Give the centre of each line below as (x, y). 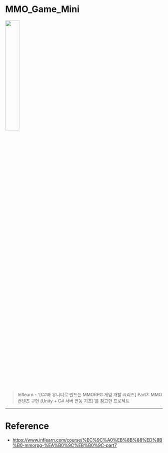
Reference (27, 426)
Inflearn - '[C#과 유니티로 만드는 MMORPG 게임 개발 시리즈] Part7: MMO (90, 394)
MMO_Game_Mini (42, 9)
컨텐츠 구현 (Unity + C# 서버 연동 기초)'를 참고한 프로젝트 (73, 401)
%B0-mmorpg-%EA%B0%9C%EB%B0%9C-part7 (64, 445)
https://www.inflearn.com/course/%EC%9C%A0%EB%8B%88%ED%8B (87, 440)
